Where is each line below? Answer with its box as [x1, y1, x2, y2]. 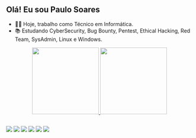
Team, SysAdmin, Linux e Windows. [14, 36, 102, 43]
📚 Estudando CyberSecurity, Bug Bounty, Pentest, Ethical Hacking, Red [14, 27, 191, 34]
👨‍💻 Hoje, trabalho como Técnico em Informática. [14, 20, 133, 27]
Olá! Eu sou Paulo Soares [6, 5, 101, 15]
